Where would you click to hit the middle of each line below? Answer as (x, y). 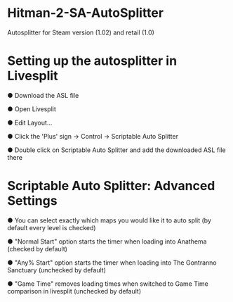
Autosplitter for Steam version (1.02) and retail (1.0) (81, 32)
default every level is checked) (52, 227)
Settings (32, 201)
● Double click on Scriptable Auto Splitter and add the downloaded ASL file (116, 150)
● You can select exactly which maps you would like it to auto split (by (109, 220)
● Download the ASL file (43, 95)
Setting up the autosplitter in (92, 61)
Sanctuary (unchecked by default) (57, 270)
